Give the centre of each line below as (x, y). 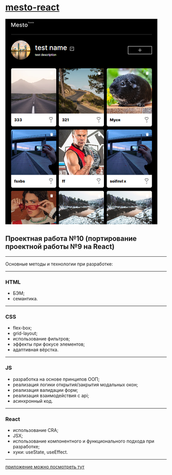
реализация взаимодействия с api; (51, 395)
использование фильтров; (41, 339)
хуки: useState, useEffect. (40, 452)
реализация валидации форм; (45, 390)
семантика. (25, 299)
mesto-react (33, 7)
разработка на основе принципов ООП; (56, 379)
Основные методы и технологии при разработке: (59, 264)
